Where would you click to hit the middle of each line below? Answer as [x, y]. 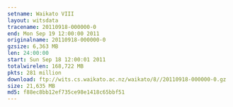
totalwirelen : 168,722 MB [45, 66]
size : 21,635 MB [31, 86]
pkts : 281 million [34, 73]
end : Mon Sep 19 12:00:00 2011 [53, 33]
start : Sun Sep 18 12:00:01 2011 [57, 60]
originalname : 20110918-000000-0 [57, 40]
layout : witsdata [33, 20]
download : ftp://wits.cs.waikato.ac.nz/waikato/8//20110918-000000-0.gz [117, 79]
